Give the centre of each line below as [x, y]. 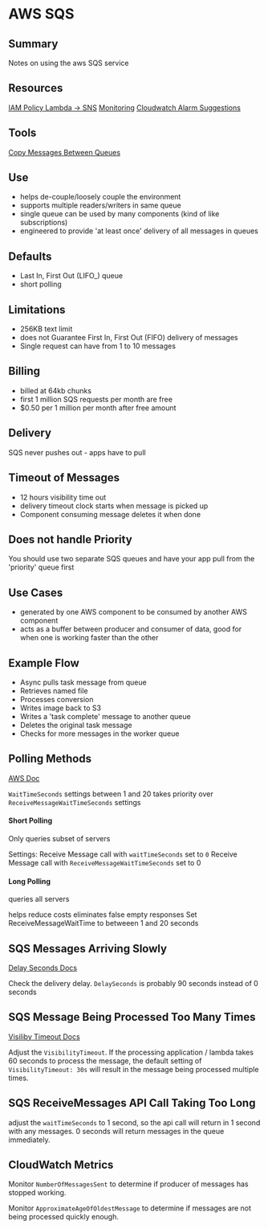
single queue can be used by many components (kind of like [120, 214]
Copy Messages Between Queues [65, 152]
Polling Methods [50, 759]
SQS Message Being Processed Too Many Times [132, 1017]
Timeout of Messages [64, 478]
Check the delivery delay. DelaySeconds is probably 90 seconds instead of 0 [133, 983]
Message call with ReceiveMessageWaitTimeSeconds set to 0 [105, 862]
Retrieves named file [54, 691]
